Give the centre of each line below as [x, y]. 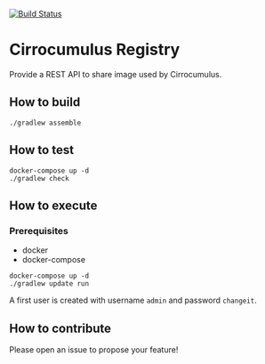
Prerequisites [39, 231]
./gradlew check [39, 178]
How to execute [53, 205]
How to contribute [60, 328]
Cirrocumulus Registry [95, 50]
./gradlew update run [49, 284]
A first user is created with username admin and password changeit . [133, 300]
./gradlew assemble [45, 123]
